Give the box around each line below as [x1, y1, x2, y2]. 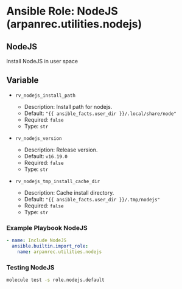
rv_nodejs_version [15, 135, 62, 141]
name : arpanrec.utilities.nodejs [17, 248, 102, 255]
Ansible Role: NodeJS [6, 4, 119, 18]
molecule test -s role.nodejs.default [6, 277, 105, 284]
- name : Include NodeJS [6, 237, 67, 244]
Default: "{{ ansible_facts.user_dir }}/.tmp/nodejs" [24, 195, 160, 203]
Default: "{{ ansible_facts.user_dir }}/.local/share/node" [24, 110, 177, 117]
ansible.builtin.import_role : [12, 243, 88, 249]
